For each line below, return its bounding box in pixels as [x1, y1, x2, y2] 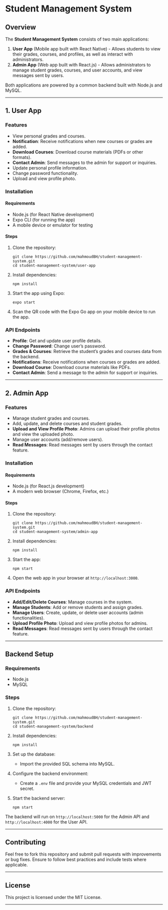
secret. [19, 785, 34, 791]
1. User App [5, 106, 41, 115]
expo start [12, 300, 35, 305]
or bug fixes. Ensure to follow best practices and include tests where [5, 856, 146, 862]
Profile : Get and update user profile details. [12, 338, 102, 344]
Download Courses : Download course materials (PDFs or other [12, 148, 143, 155]
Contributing [5, 838, 46, 846]
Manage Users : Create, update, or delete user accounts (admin [12, 609, 143, 615]
